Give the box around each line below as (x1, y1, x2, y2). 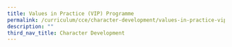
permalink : (7, 17, 39, 23)
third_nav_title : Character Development (7, 29, 126, 37)
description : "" (7, 23, 54, 30)
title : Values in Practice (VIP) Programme (7, 10, 135, 17)
